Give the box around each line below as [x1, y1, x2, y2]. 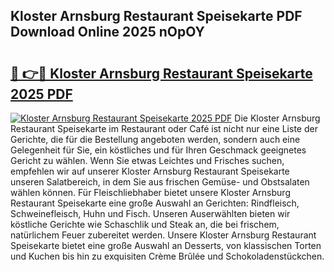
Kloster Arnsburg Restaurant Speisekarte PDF [10, 8, 303, 25]
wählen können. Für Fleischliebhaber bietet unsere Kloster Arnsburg [10, 187, 291, 198]
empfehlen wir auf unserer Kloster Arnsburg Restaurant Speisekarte [10, 165, 290, 177]
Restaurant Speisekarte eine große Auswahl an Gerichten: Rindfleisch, [10, 197, 300, 209]
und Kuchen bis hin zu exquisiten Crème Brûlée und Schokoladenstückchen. [10, 250, 325, 262]
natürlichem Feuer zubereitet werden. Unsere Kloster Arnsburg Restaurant [10, 229, 317, 241]
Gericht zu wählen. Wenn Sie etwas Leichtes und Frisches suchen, [10, 155, 285, 166]
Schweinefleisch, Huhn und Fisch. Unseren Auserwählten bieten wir [10, 208, 291, 219]
